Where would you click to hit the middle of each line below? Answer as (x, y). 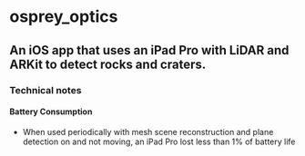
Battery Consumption (51, 112)
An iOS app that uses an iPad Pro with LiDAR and (149, 50)
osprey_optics (64, 17)
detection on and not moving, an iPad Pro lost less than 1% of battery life (159, 141)
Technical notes (46, 90)
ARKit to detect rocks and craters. (108, 64)
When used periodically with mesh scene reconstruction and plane (148, 132)
